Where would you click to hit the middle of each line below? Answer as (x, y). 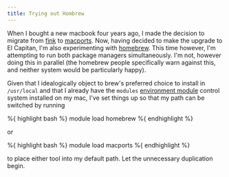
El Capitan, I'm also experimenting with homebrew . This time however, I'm (112, 48)
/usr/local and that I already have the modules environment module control (113, 90)
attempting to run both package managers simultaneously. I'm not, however (114, 55)
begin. (16, 165)
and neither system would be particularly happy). (77, 70)
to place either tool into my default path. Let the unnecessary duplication (110, 158)
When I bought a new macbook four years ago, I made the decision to (106, 33)
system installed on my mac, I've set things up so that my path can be (106, 98)
